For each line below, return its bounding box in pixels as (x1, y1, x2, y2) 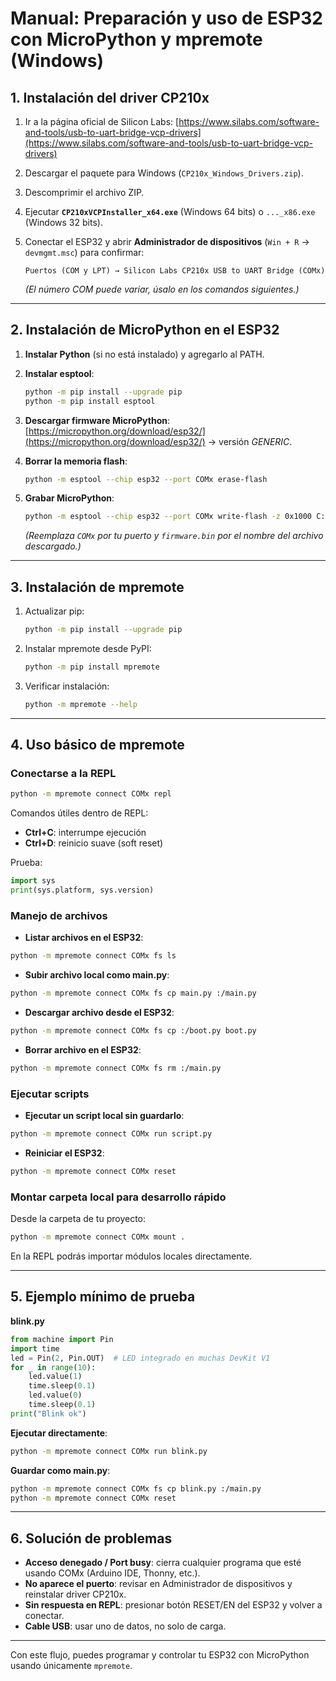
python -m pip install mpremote (24, 662, 160, 672)
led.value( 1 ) (28, 1372, 83, 1382)
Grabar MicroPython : (24, 492, 115, 504)
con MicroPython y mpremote (10, 28, 263, 51)
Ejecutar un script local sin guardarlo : (24, 1110, 185, 1122)
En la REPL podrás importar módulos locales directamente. (10, 1250, 253, 1262)
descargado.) (24, 540, 82, 552)
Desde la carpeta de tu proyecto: (10, 1213, 147, 1225)
